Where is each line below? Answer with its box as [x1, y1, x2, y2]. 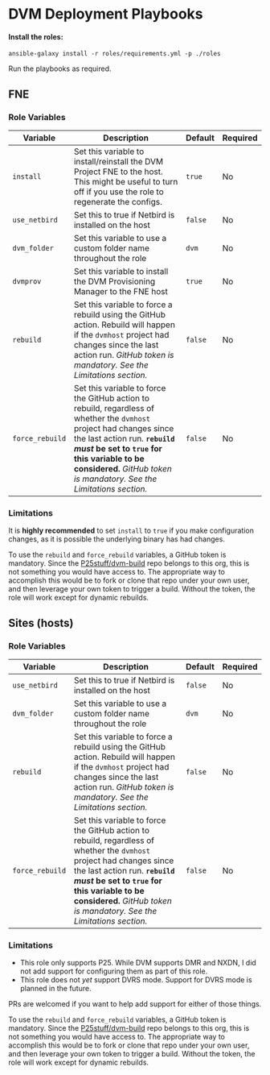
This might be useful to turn [73, 176, 178, 188]
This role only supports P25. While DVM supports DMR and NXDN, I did [19, 958, 257, 968]
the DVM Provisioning [73, 276, 156, 287]
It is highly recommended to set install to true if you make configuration [8, 525, 255, 536]
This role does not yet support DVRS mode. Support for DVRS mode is [19, 975, 252, 985]
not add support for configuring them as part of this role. [19, 966, 208, 976]
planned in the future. [19, 984, 92, 994]
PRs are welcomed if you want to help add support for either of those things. [8, 999, 262, 1009]
